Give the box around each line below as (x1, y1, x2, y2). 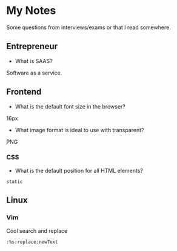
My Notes (6, 4, 56, 18)
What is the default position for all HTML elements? (15, 167, 144, 174)
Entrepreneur (6, 41, 58, 52)
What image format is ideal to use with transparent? (15, 126, 144, 133)
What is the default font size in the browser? (15, 102, 125, 110)
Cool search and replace (6, 227, 68, 234)
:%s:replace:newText (6, 239, 59, 245)
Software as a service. (6, 69, 62, 76)
